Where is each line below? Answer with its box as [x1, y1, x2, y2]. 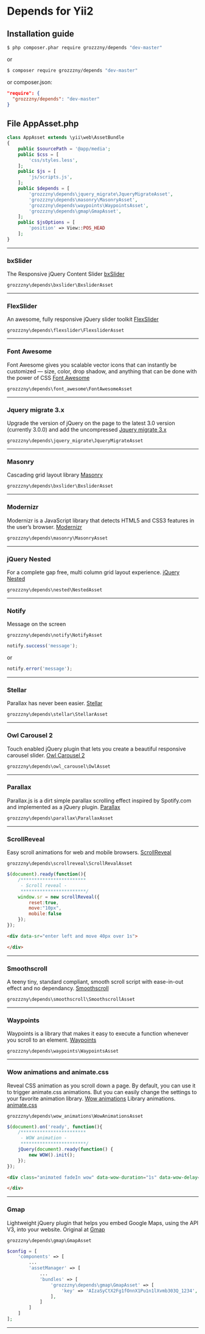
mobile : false [29, 911, 62, 917]
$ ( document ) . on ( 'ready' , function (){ [7, 1123, 103, 1130]
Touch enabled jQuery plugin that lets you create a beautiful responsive [7, 745, 186, 753]
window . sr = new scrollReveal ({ [18, 894, 100, 900]
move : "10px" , [29, 905, 62, 911]
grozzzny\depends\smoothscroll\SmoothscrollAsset [7, 996, 136, 1002]
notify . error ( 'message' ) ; [7, 665, 72, 672]
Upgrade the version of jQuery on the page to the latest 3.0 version [7, 420, 175, 427]
